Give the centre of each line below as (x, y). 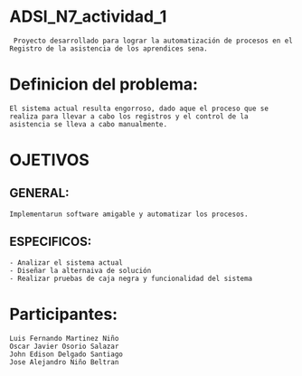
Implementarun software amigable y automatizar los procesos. (129, 214)
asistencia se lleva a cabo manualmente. (89, 124)
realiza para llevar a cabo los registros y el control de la (129, 116)
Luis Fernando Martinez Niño (64, 338)
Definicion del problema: (104, 85)
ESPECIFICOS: (51, 242)
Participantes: (64, 314)
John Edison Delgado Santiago (66, 354)
